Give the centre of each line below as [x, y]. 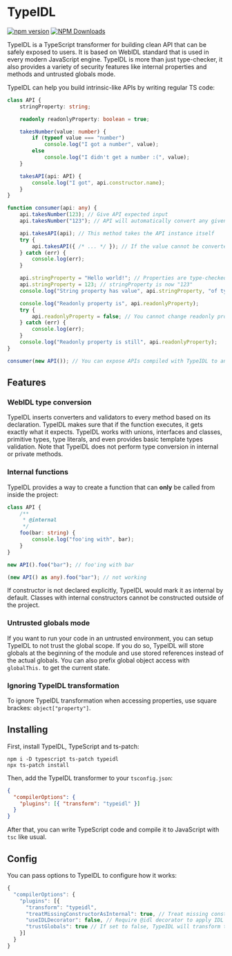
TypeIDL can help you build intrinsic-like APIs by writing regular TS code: [111, 87]
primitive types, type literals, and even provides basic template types [105, 440]
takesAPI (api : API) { [50, 176]
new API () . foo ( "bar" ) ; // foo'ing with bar [71, 565]
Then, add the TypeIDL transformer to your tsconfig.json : [90, 778]
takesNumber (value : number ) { [63, 132]
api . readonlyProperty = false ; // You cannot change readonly [123, 316]
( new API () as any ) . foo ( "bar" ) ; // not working [77, 577]
